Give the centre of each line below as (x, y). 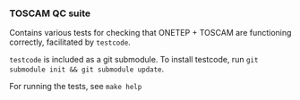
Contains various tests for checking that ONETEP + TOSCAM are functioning (150, 33)
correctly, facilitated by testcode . (70, 42)
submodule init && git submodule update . (87, 69)
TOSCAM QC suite (50, 13)
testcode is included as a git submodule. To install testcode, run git (134, 60)
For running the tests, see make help (76, 87)
